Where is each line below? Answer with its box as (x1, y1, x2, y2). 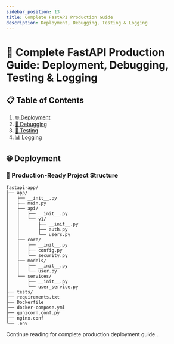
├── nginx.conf (6, 315, 44, 321)
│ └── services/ (6, 274, 52, 280)
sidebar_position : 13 (6, 8, 60, 15)
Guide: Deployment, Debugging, (6, 58, 169, 72)
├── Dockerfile (6, 299, 44, 306)
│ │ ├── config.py (6, 247, 63, 253)
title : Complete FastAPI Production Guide (6, 14, 113, 20)
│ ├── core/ (6, 237, 42, 243)
